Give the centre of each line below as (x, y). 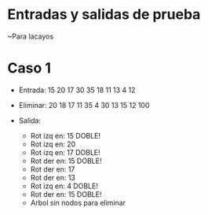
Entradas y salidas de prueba (104, 15)
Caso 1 (29, 68)
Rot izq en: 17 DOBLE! (66, 152)
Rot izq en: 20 (53, 144)
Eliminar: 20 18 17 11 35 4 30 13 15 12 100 (84, 105)
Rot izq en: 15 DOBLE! (66, 135)
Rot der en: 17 (53, 169)
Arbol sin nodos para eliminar (78, 202)
